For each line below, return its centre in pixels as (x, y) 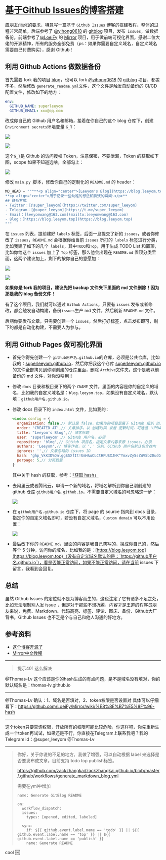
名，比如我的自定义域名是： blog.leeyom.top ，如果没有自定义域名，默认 (85, 393)
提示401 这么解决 (35, 668)
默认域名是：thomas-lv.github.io (38, 685)
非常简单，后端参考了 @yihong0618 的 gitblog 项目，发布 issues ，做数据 (84, 31)
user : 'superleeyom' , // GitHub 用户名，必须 (61, 437)
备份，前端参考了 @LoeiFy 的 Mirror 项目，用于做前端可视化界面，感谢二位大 (83, 37)
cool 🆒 (13, 853)
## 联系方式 (16, 201)
